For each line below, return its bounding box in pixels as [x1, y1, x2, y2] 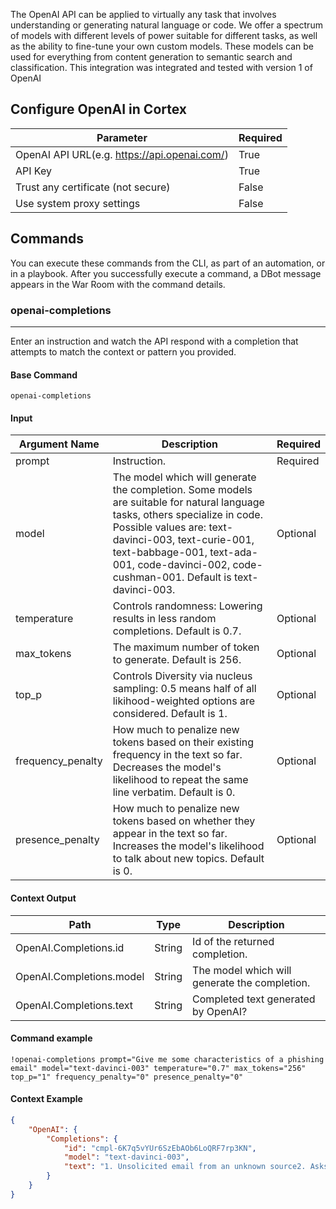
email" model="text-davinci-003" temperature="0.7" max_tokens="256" [10, 1063, 307, 1073]
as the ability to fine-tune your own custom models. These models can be [10, 40, 315, 52]
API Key [15, 164, 52, 178]
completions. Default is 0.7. [112, 624, 242, 638]
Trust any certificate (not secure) [15, 180, 171, 194]
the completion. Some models [112, 483, 253, 497]
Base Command [10, 369, 78, 381]
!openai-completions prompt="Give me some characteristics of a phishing [10, 1054, 325, 1064]
